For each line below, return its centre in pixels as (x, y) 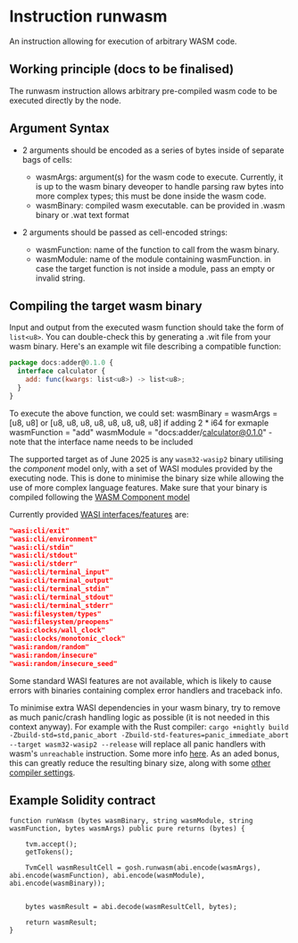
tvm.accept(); (51, 845)
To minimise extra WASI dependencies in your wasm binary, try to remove (145, 707)
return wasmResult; (62, 922)
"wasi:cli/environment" (54, 539)
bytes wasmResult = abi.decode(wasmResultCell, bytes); (132, 907)
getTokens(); (50, 852)
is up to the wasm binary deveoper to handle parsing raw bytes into (159, 186)
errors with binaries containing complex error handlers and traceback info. (146, 690)
